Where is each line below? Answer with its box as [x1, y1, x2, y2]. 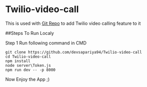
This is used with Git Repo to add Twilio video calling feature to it [5, 20, 141, 26]
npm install [5, 58, 31, 64]
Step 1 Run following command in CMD [5, 39, 87, 46]
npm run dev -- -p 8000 [5, 67, 56, 72]
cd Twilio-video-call [5, 54, 51, 59]
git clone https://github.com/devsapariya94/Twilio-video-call [5, 50, 142, 55]
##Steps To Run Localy [5, 30, 54, 36]
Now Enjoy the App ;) [5, 76, 50, 82]
